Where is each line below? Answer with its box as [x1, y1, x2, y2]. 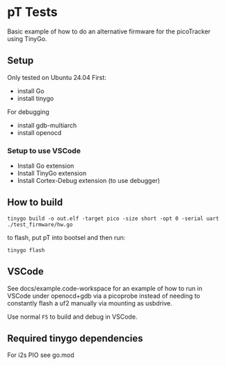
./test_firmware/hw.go [7, 221, 73, 228]
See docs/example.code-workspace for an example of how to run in [7, 284, 203, 292]
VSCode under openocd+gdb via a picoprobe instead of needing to [7, 292, 200, 300]
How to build [7, 196, 63, 209]
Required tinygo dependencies [7, 333, 143, 344]
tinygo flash [7, 246, 45, 254]
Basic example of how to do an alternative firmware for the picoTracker [7, 27, 211, 35]
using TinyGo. [7, 34, 47, 42]
